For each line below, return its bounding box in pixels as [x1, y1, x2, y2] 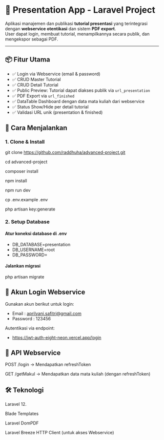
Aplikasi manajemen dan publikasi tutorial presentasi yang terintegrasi [5, 21, 148, 26]
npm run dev [5, 188, 31, 193]
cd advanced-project [5, 159, 48, 165]
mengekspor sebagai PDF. [5, 36, 59, 42]
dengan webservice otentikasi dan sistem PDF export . [5, 25, 116, 31]
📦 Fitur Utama [5, 56, 50, 64]
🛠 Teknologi [5, 386, 44, 394]
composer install [5, 168, 39, 174]
